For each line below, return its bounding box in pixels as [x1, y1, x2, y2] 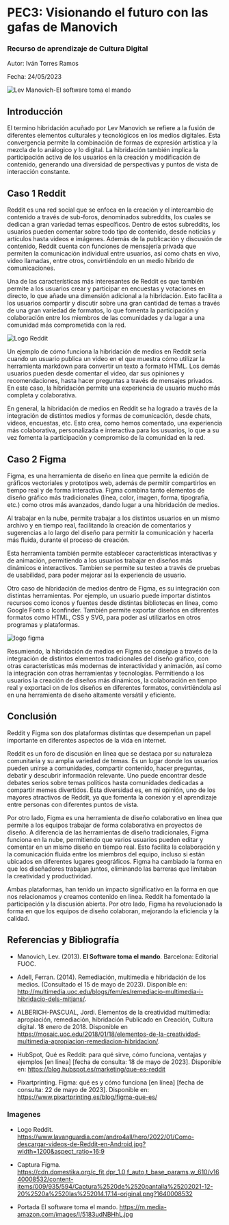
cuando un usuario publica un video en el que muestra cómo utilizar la [7, 355, 205, 363]
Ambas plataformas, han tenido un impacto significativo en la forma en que [7, 885, 219, 893]
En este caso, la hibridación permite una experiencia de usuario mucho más [7, 384, 221, 392]
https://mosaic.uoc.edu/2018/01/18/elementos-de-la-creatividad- [16, 1030, 201, 1038]
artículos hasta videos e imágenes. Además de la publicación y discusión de [7, 235, 222, 243]
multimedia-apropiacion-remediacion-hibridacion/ [16, 1037, 159, 1045]
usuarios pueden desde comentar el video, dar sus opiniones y [7, 369, 185, 378]
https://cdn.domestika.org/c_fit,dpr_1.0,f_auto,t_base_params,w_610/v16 [16, 1167, 220, 1176]
